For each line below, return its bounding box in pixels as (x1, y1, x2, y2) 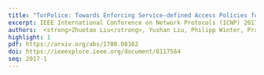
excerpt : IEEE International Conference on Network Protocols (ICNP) (8, 19, 241, 27)
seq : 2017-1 (8, 55, 47, 63)
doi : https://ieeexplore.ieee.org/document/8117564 (8, 48, 181, 55)
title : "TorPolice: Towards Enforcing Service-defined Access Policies (8, 11, 247, 20)
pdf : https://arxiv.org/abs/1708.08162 (8, 41, 139, 48)
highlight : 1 (8, 33, 51, 41)
